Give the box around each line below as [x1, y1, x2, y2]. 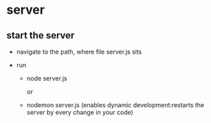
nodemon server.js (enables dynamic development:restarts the [26, 101, 204, 109]
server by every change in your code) [26, 109, 133, 116]
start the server [6, 30, 75, 41]
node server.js [26, 74, 67, 82]
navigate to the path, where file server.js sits [16, 47, 142, 56]
